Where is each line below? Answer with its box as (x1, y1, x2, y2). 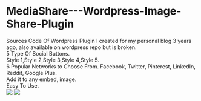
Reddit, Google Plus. (6, 69, 58, 76)
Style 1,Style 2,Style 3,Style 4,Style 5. (6, 56, 100, 64)
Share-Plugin (6, 17, 74, 31)
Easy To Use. (6, 82, 39, 89)
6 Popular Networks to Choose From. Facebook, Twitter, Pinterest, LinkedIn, (6, 62, 196, 70)
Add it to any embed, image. (6, 76, 77, 83)
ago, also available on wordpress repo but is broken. (6, 44, 137, 51)
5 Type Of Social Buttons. (6, 50, 70, 57)
